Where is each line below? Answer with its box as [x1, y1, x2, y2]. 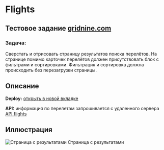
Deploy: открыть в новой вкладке [5, 95, 78, 102]
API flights [5, 111, 27, 117]
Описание [5, 82, 39, 90]
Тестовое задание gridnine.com [5, 24, 112, 33]
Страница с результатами [68, 139, 124, 145]
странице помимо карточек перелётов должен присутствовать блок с [5, 56, 159, 62]
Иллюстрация [5, 126, 52, 134]
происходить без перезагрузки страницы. [5, 67, 97, 73]
